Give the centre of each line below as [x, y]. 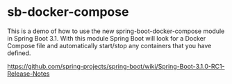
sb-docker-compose [68, 12]
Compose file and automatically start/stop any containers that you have [109, 45]
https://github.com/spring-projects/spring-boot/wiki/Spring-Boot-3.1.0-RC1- [116, 66]
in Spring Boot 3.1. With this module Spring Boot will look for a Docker [107, 38]
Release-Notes [28, 74]
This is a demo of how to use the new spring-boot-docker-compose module [116, 31]
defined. [19, 53]
